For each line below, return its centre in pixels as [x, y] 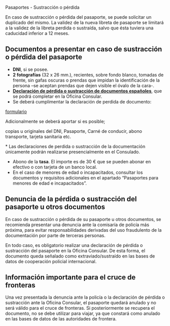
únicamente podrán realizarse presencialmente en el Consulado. [73, 152]
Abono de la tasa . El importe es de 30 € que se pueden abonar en [82, 161]
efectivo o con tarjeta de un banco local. [55, 167]
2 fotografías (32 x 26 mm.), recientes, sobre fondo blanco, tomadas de [88, 75]
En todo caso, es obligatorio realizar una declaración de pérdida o [74, 245]
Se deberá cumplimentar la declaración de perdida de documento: [82, 101]
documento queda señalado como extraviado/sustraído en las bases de [80, 256]
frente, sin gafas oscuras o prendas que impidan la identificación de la [86, 80]
